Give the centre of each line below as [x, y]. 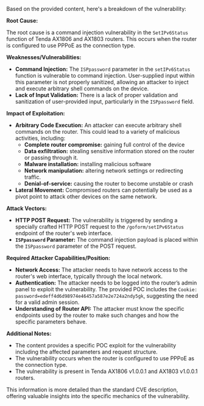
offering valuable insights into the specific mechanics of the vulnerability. [98, 396]
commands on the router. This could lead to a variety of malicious [97, 132]
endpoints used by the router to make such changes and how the [97, 315]
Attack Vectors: [27, 208]
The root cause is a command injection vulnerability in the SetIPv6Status [97, 32]
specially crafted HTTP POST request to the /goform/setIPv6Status [99, 227]
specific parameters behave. [51, 322]
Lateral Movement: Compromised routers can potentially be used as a [104, 190]
